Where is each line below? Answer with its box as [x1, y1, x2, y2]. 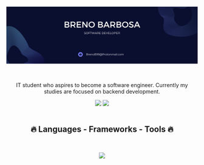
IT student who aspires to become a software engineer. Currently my [16, 82, 188, 89]
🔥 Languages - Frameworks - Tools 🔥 [30, 125, 174, 135]
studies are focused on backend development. [44, 88, 160, 95]
